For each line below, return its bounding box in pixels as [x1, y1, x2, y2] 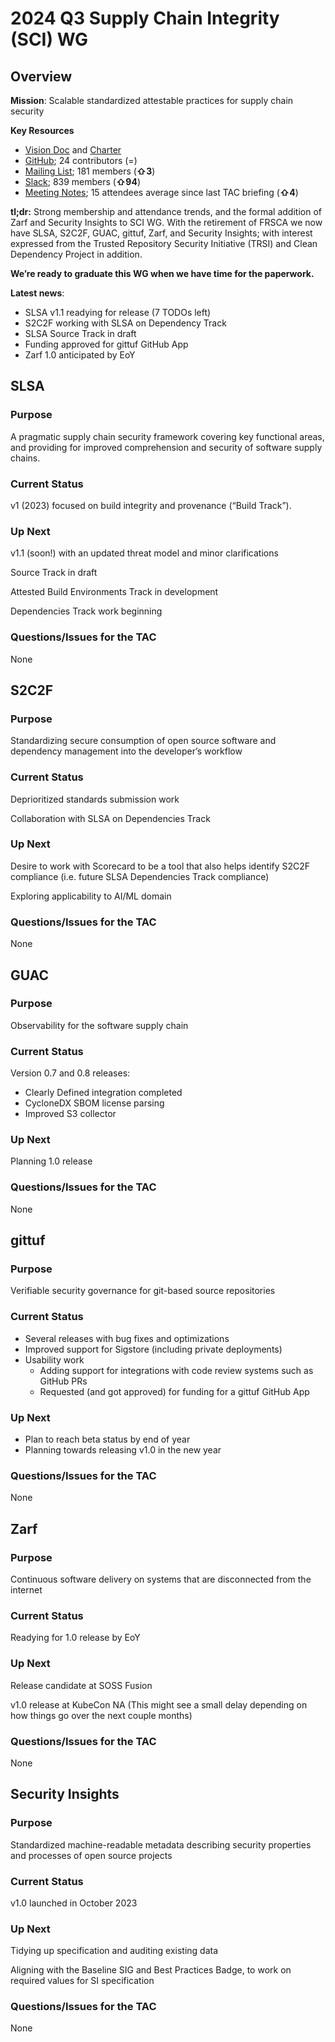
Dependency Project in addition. [10, 248, 143, 260]
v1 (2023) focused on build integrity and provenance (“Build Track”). [10, 499, 292, 511]
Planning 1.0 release [10, 1155, 93, 1167]
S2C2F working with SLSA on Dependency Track [24, 317, 227, 329]
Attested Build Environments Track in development [10, 586, 219, 598]
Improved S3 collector [24, 1108, 117, 1120]
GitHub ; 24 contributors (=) [24, 155, 138, 166]
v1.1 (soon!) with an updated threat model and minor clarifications [10, 547, 279, 559]
